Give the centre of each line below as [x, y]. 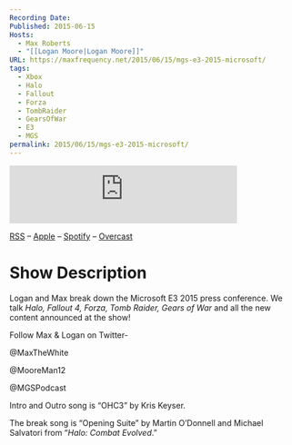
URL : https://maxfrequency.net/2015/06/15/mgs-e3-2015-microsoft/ [138, 60]
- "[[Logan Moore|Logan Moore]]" [81, 52]
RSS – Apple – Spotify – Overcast [71, 236]
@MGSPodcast [38, 388]
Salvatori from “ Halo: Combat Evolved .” [83, 432]
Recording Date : [40, 18]
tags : [20, 69]
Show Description [78, 272]
